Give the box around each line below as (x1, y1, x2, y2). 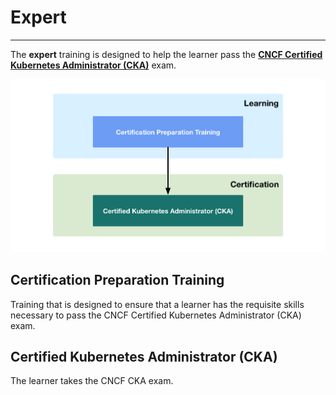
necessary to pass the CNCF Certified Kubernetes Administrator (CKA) (10, 309, 302, 321)
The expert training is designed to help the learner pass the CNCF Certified (10, 48, 323, 60)
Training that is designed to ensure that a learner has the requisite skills (10, 298, 305, 310)
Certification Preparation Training (10, 272, 225, 289)
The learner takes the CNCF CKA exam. (10, 375, 174, 387)
